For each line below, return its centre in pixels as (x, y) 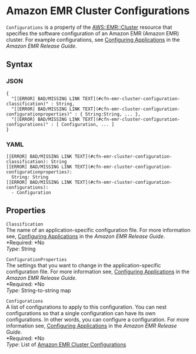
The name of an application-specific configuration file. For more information (98, 230)
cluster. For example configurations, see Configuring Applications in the (93, 39)
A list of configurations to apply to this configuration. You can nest (86, 307)
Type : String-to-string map (39, 290)
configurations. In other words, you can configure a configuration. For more (98, 319)
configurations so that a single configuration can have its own (81, 313)
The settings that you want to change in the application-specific (84, 265)
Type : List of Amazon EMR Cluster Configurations (66, 344)
